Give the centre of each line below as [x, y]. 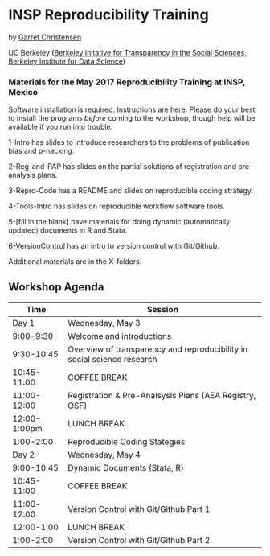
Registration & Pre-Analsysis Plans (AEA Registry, [162, 396]
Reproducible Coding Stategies [127, 442]
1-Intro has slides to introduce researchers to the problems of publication [129, 142]
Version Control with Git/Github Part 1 [139, 509]
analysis [22, 175]
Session [163, 310]
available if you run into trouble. [61, 127]
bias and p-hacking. [41, 151]
